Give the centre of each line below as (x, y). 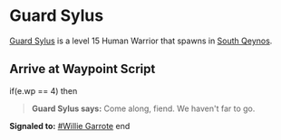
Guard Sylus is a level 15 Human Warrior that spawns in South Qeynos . (141, 41)
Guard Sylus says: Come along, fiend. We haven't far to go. (143, 108)
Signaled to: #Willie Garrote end (70, 126)
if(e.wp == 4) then (44, 90)
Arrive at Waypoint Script (82, 69)
